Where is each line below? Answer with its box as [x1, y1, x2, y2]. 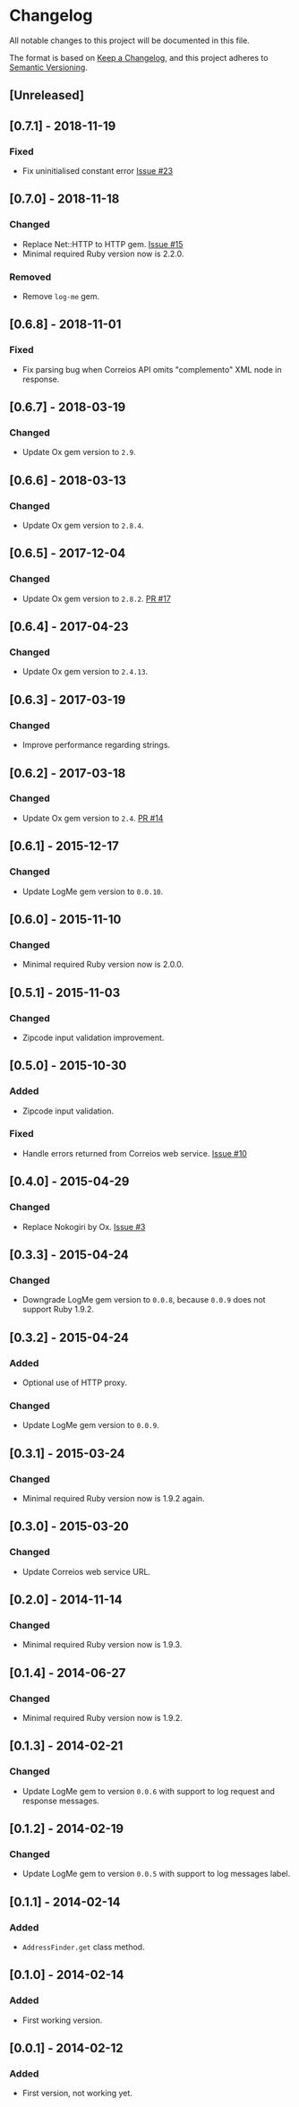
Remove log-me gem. [21, 291, 100, 301]
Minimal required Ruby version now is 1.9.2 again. [21, 1492, 205, 1503]
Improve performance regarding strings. [21, 740, 171, 751]
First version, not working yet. [21, 2088, 132, 2099]
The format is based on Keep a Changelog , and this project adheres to [9, 52, 269, 63]
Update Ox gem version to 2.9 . [21, 447, 136, 458]
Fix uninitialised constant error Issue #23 [21, 166, 173, 176]
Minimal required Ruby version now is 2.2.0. [21, 248, 184, 259]
